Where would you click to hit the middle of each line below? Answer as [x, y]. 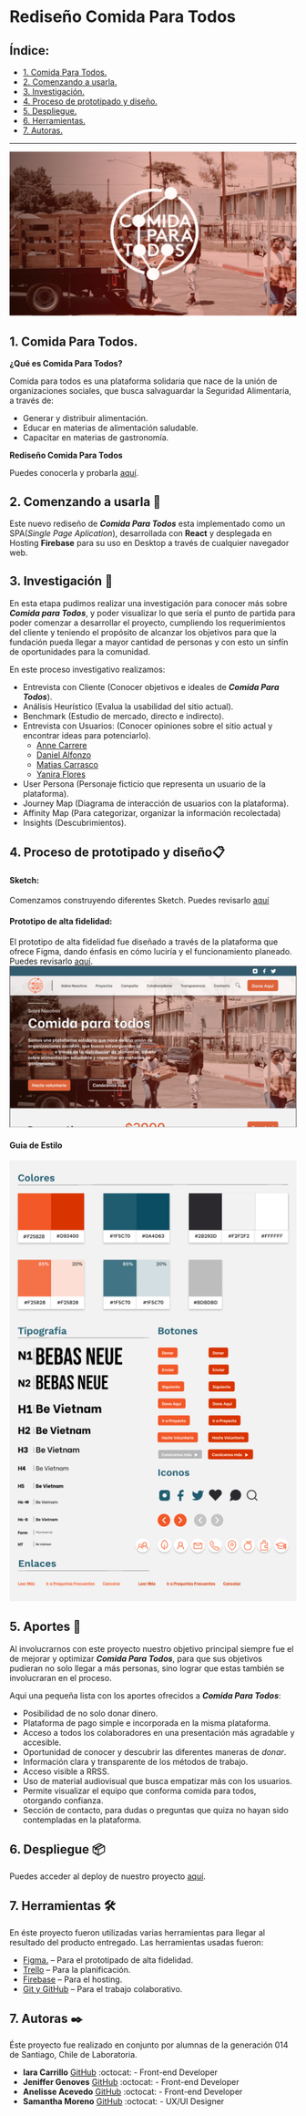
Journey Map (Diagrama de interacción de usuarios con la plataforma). [156, 803]
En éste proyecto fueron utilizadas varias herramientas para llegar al [138, 1932]
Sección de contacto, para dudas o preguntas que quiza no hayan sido [155, 1810]
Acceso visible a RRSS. [66, 1771]
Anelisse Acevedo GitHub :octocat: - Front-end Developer [133, 2092]
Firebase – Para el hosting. [72, 1979]
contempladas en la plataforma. [82, 1820]
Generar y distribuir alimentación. [85, 418]
